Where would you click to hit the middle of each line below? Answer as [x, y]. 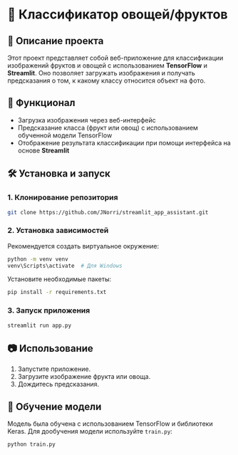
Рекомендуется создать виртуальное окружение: [83, 246]
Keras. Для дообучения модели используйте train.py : [90, 432]
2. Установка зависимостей [58, 231]
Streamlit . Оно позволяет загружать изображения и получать [102, 73]
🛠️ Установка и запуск [59, 174]
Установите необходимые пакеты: [59, 279]
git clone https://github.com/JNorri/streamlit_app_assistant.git [108, 212]
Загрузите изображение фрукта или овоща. [84, 377]
